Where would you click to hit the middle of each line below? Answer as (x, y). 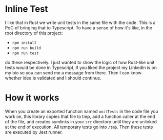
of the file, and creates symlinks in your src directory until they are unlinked (81, 121)
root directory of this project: (34, 33)
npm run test (25, 53)
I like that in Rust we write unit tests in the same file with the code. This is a (80, 23)
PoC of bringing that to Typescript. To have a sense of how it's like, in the (79, 27)
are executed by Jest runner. (34, 132)
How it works (32, 98)
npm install (24, 43)
